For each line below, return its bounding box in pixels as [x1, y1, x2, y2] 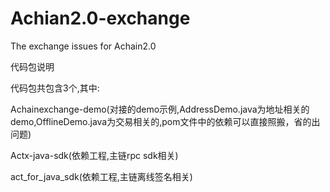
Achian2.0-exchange [10, 7, 191, 30]
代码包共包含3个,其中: [10, 82, 100, 94]
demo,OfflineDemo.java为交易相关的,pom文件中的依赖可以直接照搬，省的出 [10, 115, 321, 127]
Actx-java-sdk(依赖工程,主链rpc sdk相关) [10, 149, 179, 161]
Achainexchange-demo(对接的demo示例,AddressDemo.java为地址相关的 [10, 103, 310, 115]
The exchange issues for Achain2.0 [10, 40, 157, 52]
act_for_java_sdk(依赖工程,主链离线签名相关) [10, 170, 193, 182]
